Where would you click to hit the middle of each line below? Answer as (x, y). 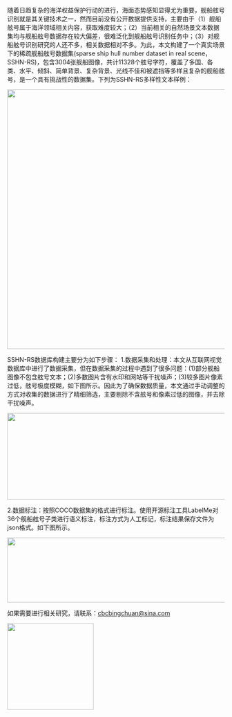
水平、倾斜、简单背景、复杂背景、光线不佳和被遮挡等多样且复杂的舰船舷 (122, 71)
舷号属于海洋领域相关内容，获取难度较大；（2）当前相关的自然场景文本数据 (113, 27)
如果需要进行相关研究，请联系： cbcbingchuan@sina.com (89, 613)
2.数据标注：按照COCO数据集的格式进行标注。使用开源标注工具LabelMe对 (113, 510)
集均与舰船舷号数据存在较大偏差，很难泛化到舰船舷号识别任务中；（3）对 (110, 36)
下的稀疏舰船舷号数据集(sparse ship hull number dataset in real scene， (109, 53)
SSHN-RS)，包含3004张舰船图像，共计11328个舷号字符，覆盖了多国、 (107, 62)
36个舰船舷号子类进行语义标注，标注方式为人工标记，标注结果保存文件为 (111, 519)
